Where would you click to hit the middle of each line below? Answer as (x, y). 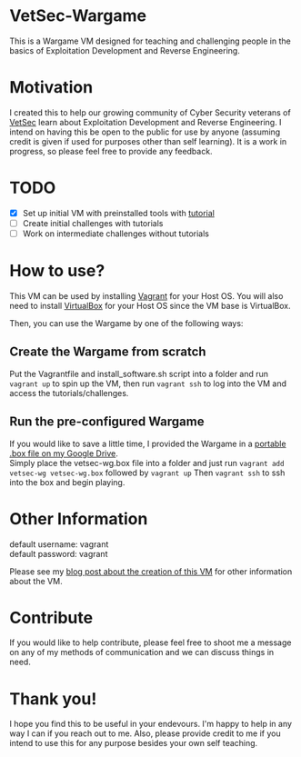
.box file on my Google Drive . (64, 453)
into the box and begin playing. (67, 482)
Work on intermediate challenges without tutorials (115, 234)
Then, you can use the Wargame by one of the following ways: (126, 323)
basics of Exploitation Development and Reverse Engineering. (125, 50)
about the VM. (36, 581)
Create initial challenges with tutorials (93, 223)
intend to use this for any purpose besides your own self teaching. (134, 743)
